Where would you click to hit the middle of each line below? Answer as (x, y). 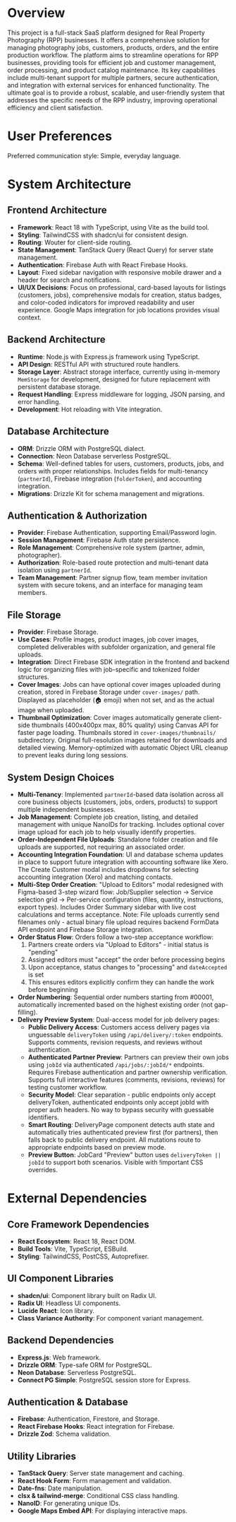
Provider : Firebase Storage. (58, 632)
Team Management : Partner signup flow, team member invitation (112, 578)
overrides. (43, 1169)
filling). (27, 1012)
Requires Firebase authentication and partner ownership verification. (128, 1072)
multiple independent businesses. (67, 809)
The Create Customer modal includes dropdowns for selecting (108, 869)
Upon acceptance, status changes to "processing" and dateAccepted (128, 967)
